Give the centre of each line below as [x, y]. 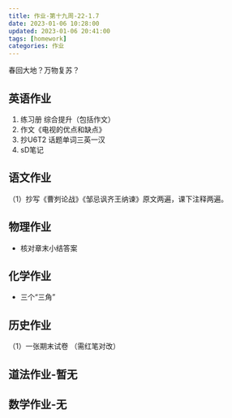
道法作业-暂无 [43, 374]
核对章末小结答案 [49, 248]
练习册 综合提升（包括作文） [67, 119]
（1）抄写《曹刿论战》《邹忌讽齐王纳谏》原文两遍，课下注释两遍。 [118, 199]
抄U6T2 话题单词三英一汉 [62, 140]
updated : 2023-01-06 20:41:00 [60, 31]
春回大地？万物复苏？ [44, 71]
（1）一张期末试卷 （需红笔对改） [64, 347]
